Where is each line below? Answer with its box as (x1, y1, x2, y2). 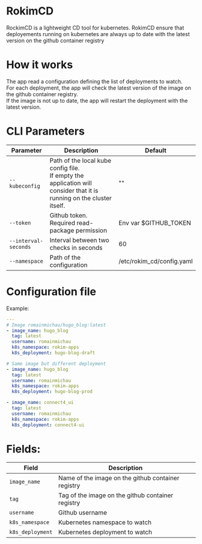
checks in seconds (49, 243, 103, 252)
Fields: (6, 442, 41, 456)
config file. (49, 164, 80, 172)
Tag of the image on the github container (58, 491, 174, 500)
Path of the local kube (49, 156, 112, 165)
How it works (6, 58, 73, 72)
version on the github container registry (6, 37, 105, 44)
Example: (6, 305, 29, 312)
